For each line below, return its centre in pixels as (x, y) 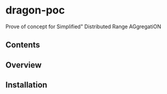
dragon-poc (35, 10)
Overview (24, 65)
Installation (26, 85)
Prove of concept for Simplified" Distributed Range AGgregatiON (83, 26)
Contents (23, 45)
